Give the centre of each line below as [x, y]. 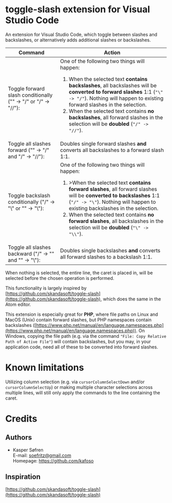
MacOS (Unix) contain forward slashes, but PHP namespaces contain [79, 320]
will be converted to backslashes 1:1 [114, 195]
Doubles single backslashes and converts [110, 250]
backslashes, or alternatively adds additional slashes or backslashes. [78, 40]
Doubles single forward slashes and [103, 143]
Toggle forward [26, 89]
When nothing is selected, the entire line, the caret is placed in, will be [79, 273]
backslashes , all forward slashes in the [116, 117]
